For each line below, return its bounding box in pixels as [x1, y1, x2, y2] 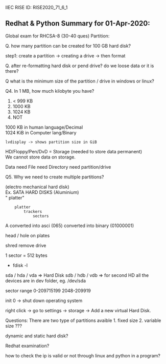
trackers [23, 209, 42, 214]
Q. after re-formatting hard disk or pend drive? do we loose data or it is [5, 63, 154, 69]
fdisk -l [12, 262, 28, 268]
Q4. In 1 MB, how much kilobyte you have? [5, 88, 94, 94]
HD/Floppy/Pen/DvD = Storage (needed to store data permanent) [5, 148, 143, 154]
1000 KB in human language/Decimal [5, 124, 83, 130]
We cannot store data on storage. [5, 154, 76, 160]
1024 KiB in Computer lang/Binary [5, 129, 77, 135]
